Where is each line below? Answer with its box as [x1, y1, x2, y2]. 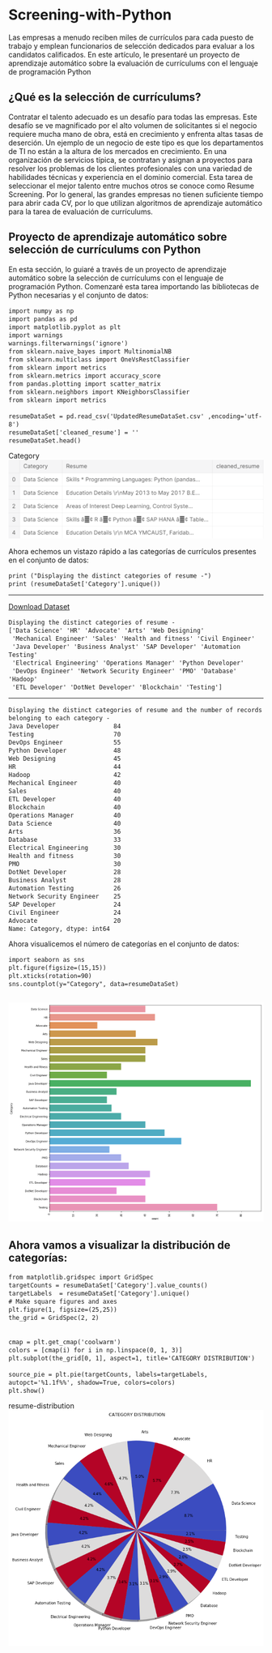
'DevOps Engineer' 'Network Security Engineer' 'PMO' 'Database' [11, 667, 237, 675]
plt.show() [8, 1387, 45, 1395]
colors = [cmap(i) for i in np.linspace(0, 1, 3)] [8, 1347, 183, 1355]
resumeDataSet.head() [8, 436, 82, 445]
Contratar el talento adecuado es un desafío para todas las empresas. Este [8, 112, 257, 122]
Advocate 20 [8, 916, 121, 925]
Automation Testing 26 [8, 884, 121, 892]
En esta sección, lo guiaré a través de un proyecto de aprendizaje [8, 264, 227, 274]
